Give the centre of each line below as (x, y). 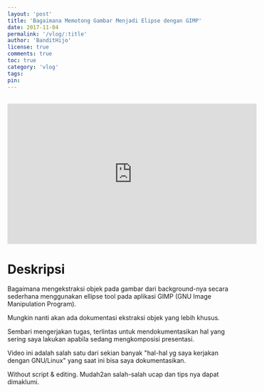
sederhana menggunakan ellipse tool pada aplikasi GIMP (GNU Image (110, 296)
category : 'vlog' (33, 67)
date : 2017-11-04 (33, 27)
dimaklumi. (23, 382)
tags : (15, 73)
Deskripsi (36, 269)
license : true (28, 47)
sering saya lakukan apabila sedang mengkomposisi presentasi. (101, 339)
